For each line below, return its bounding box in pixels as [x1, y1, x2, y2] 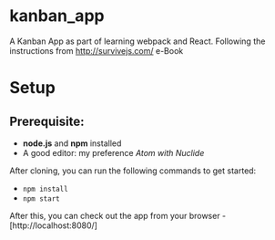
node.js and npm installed [22, 138, 122, 149]
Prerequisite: [9, 113, 85, 129]
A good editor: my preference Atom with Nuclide [22, 147, 205, 158]
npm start [22, 193, 61, 203]
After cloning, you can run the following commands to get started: [9, 165, 257, 176]
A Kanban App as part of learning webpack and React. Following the [9, 36, 266, 47]
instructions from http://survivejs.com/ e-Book [9, 45, 184, 56]
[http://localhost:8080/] [9, 220, 98, 231]
